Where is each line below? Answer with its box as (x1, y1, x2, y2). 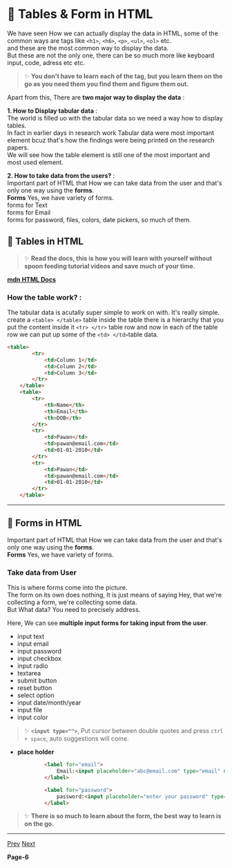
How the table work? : (7, 292, 82, 302)
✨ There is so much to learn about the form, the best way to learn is (23, 812, 222, 820)
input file (17, 706, 43, 714)
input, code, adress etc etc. (7, 58, 85, 66)
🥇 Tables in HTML (7, 235, 84, 248)
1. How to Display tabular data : (7, 107, 98, 115)
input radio (17, 662, 48, 670)
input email (17, 640, 49, 648)
